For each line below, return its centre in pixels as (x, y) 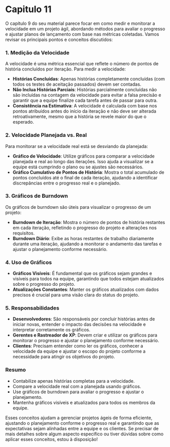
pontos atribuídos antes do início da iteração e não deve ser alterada (84, 111)
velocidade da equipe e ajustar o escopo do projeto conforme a (79, 351)
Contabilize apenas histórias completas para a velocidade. (74, 381)
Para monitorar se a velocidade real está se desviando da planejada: (77, 146)
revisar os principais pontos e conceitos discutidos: (59, 40)
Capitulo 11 (28, 9)
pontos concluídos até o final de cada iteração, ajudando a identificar (85, 177)
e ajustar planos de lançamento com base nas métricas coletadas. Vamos (82, 34)
